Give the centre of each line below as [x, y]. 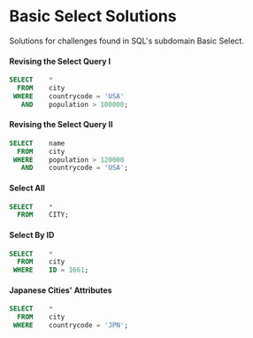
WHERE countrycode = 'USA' [69, 96]
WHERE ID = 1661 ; [51, 270]
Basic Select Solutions [93, 16]
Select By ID [32, 234]
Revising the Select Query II [61, 125]
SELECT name [37, 143]
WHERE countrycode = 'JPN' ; [70, 326]
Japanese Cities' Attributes [61, 290]
